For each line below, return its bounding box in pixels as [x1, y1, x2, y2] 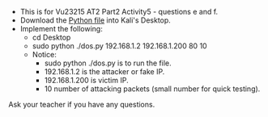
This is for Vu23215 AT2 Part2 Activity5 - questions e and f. [19, 7, 219, 16]
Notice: [32, 50, 57, 59]
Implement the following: [19, 24, 103, 33]
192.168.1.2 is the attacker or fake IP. [44, 67, 165, 76]
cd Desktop [32, 32, 71, 42]
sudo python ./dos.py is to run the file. [44, 58, 172, 68]
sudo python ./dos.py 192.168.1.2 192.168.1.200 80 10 [32, 41, 208, 51]
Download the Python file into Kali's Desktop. [19, 15, 172, 25]
